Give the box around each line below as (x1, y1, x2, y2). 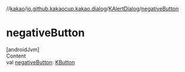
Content (6, 52, 26, 59)
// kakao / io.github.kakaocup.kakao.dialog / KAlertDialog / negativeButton (6, 5, 179, 12)
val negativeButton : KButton (6, 58, 75, 65)
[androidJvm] (6, 46, 40, 53)
